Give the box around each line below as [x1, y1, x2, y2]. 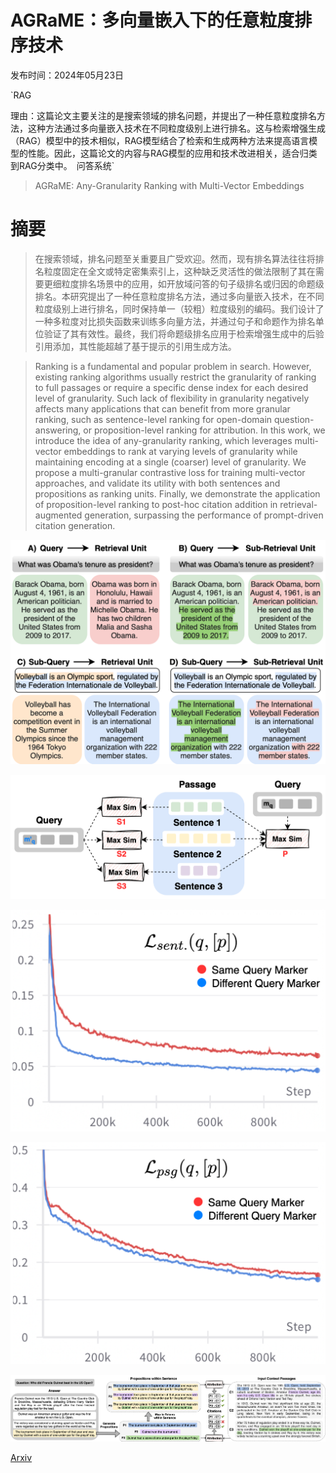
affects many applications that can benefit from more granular [34, 402, 291, 415]
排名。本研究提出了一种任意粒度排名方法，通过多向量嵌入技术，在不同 [34, 290, 325, 302]
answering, [34, 424, 82, 436]
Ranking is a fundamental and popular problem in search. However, [34, 360, 312, 372]
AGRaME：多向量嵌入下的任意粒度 [10, 9, 295, 32]
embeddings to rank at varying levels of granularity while [63, 445, 298, 457]
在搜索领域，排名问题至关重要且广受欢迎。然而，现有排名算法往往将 [34, 252, 316, 265]
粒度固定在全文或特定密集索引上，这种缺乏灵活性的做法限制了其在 [43, 265, 316, 277]
